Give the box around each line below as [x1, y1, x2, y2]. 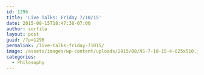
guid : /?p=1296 [6, 37, 45, 43]
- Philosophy [12, 59, 45, 65]
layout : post [6, 31, 39, 37]
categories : [6, 54, 36, 60]
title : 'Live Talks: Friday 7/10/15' [6, 15, 102, 21]
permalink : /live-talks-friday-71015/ [6, 43, 104, 49]
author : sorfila [6, 25, 47, 32]
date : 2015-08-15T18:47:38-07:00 [6, 20, 91, 26]
